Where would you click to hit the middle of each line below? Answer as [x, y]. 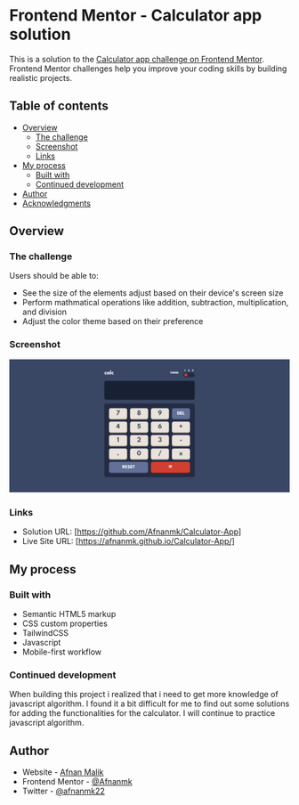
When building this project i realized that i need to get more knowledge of [144, 695]
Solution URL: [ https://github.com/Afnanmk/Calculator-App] [132, 532]
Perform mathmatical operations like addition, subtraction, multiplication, [155, 303]
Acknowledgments [57, 203]
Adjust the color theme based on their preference [113, 321]
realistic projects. [41, 77]
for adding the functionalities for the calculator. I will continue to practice [142, 713]
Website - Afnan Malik [63, 772]
